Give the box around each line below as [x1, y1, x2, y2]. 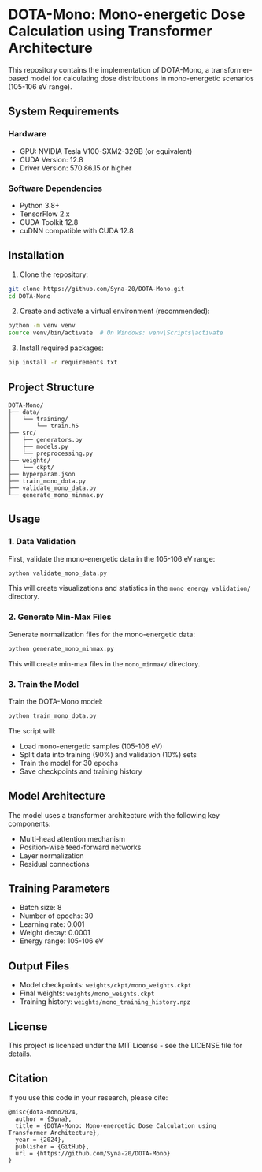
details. [8, 1049, 32, 1058]
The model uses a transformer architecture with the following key [8, 810, 220, 819]
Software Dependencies [8, 183, 103, 194]
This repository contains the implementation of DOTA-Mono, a [8, 65, 210, 74]
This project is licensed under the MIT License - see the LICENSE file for [8, 1041, 242, 1051]
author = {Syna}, [15, 1114, 72, 1123]
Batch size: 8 [19, 903, 62, 913]
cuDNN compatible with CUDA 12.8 [19, 226, 134, 235]
